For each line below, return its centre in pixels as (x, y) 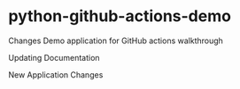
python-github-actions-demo (120, 16)
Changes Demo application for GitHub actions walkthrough (116, 41)
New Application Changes (56, 74)
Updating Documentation (54, 57)
